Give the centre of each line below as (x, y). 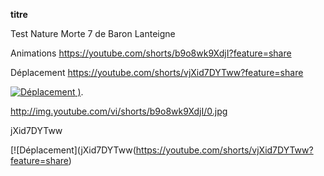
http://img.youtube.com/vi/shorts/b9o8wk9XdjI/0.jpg (119, 111)
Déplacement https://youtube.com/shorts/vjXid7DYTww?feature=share (157, 72)
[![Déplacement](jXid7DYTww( (73, 150)
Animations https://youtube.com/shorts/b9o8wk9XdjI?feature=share (151, 53)
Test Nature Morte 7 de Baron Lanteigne (93, 33)
